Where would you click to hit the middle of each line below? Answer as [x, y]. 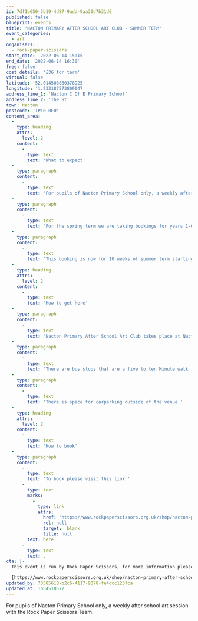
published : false [27, 17]
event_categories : [29, 34]
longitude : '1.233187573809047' [46, 89]
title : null [58, 534]
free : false [21, 67]
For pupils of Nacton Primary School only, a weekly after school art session [97, 605]
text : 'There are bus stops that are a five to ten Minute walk [108, 369]
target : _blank [62, 529]
